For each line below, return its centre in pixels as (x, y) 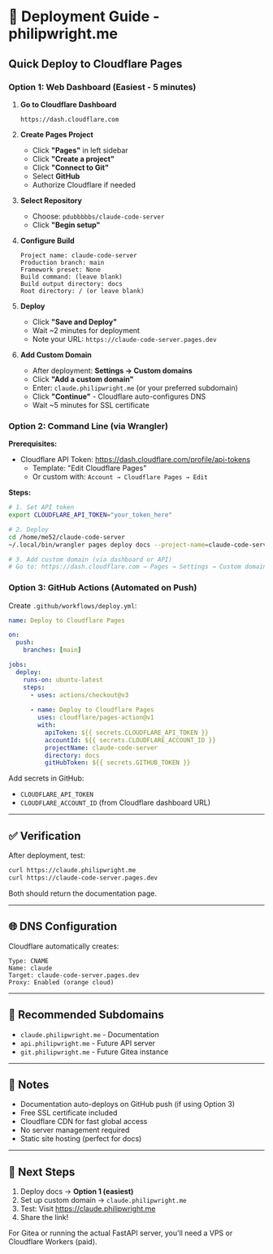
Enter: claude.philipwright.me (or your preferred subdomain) (135, 387)
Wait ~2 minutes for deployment (86, 330)
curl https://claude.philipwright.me (72, 871)
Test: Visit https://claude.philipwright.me (88, 1209)
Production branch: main (62, 262)
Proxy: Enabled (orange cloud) (61, 982)
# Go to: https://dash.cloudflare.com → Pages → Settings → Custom (125, 567)
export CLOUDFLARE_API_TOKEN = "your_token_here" (91, 515)
